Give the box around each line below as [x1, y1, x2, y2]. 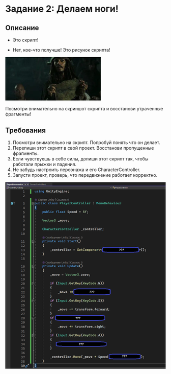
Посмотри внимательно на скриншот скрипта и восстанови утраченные [5, 106, 163, 112]
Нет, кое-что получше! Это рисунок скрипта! [12, 47, 110, 53]
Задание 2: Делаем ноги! [5, 3, 119, 15]
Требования [5, 126, 46, 134]
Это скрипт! [12, 37, 39, 43]
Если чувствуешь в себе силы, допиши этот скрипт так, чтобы [12, 156, 149, 162]
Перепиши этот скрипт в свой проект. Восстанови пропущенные [12, 145, 154, 151]
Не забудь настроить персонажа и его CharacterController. [12, 167, 141, 173]
